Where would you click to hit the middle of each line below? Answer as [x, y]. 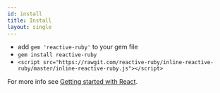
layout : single [30, 27]
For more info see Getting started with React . [73, 82]
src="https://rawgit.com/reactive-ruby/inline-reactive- [128, 63]
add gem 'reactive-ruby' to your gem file [78, 47]
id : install [25, 14]
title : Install [30, 20]
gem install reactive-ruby [57, 55]
